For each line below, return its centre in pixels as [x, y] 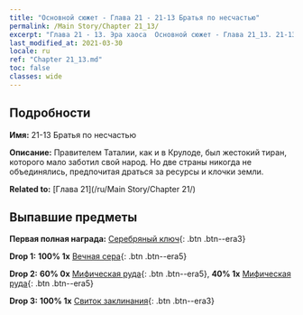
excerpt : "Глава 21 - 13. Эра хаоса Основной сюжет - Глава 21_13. [141, 34]
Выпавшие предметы [73, 217]
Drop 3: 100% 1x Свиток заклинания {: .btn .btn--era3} [112, 301]
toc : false [30, 69]
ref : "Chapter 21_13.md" [56, 60]
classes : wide [36, 77]
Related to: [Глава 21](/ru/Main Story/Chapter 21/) [103, 189]
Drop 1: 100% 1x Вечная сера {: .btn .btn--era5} [98, 256]
